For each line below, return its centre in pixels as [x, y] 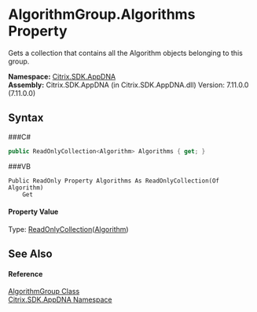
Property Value [33, 212]
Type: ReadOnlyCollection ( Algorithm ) [68, 229]
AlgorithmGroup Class [44, 292]
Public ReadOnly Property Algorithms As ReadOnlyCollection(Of [114, 181]
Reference [26, 273]
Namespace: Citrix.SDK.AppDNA [62, 76]
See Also [30, 254]
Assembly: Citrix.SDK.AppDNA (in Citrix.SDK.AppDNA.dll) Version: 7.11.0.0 [128, 85]
